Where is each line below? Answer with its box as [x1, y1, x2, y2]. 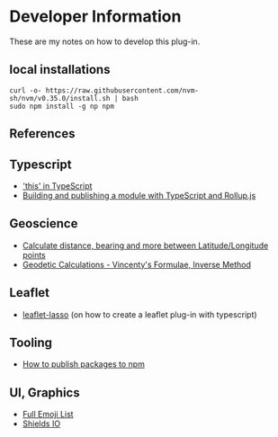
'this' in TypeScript [22, 180, 93, 191]
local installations [9, 62, 111, 77]
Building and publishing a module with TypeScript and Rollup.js [22, 190, 256, 201]
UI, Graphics [9, 385, 80, 400]
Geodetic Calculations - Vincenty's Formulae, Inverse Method [22, 259, 252, 270]
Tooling [9, 334, 52, 350]
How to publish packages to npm [22, 359, 146, 370]
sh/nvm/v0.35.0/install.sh [9, 94, 111, 103]
